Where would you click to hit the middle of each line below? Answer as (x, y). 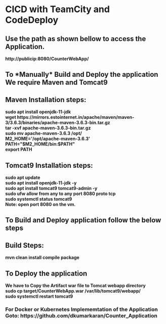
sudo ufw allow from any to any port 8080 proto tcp (61, 194)
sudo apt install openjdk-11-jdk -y (41, 183)
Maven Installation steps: (46, 100)
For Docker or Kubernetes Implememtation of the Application (81, 309)
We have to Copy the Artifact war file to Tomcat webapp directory (75, 286)
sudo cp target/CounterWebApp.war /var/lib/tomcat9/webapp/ (73, 291)
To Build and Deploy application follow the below (83, 220)
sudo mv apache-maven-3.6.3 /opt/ (44, 133)
